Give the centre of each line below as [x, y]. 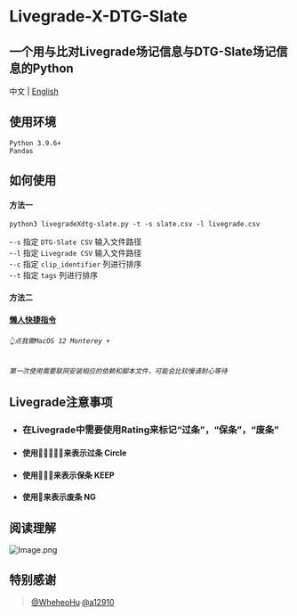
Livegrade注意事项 [61, 402]
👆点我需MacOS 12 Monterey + [60, 341]
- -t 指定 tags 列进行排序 [54, 275]
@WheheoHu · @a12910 [72, 602]
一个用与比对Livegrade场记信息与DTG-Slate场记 [143, 51]
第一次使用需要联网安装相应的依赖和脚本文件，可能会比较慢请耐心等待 [119, 371]
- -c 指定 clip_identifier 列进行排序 [76, 264]
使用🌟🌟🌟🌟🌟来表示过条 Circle [74, 453]
